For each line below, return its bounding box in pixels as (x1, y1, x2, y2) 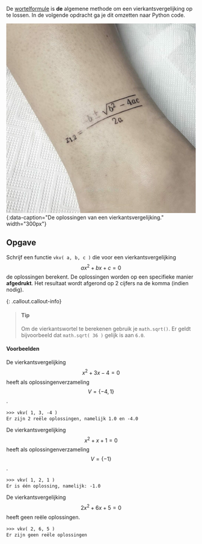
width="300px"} (6, 220, 47, 227)
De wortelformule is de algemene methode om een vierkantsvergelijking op (6, 5, 193, 12)
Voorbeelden (6, 345, 40, 353)
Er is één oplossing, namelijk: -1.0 (6, 483, 101, 489)
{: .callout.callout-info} (6, 298, 62, 305)
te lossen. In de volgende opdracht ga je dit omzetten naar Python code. (6, 11, 185, 19)
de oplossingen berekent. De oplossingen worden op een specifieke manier (6, 273, 194, 280)
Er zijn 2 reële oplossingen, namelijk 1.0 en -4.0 (6, 415, 138, 422)
